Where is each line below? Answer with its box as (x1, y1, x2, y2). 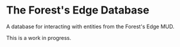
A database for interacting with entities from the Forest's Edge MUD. (6, 23, 175, 30)
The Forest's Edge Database (6, 4, 150, 17)
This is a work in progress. (6, 34, 72, 41)
